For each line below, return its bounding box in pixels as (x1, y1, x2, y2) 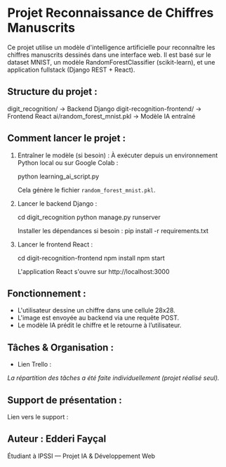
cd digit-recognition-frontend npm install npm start (17, 254, 165, 262)
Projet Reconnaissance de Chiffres (7, 5, 214, 21)
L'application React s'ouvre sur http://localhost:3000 (17, 267, 170, 275)
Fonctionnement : (7, 287, 86, 299)
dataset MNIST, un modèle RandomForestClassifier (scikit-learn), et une (7, 58, 215, 66)
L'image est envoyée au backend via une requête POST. (17, 314, 180, 322)
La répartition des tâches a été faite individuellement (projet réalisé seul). (7, 374, 220, 382)
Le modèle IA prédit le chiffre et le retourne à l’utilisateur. (17, 321, 182, 329)
